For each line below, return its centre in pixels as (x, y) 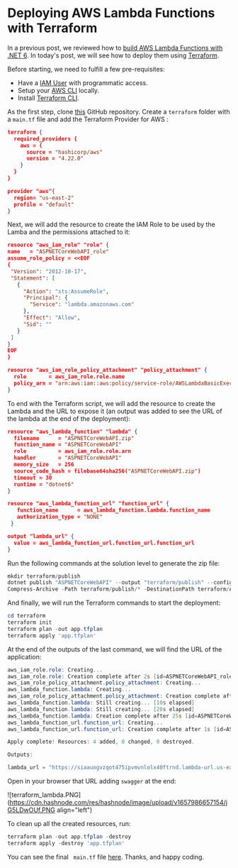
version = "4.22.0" (55, 159)
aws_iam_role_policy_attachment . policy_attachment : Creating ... (104, 683)
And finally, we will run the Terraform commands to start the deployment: (114, 603)
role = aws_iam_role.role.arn (73, 451)
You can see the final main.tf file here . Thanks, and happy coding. (106, 857)
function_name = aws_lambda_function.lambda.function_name (114, 510)
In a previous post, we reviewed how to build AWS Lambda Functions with (115, 48)
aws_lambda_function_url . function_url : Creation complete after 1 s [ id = (117, 729)
